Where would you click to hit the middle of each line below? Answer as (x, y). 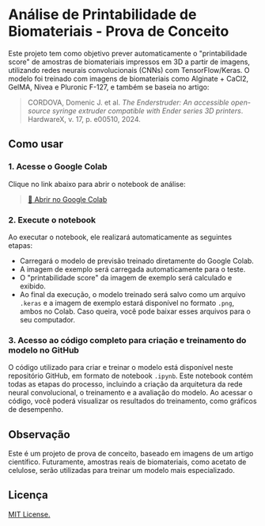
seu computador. (47, 319)
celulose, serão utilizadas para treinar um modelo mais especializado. (122, 471)
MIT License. (29, 514)
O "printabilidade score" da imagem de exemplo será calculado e (126, 277)
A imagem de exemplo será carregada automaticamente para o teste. (132, 269)
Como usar (36, 144)
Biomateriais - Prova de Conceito (119, 31)
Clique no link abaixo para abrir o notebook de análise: (97, 184)
